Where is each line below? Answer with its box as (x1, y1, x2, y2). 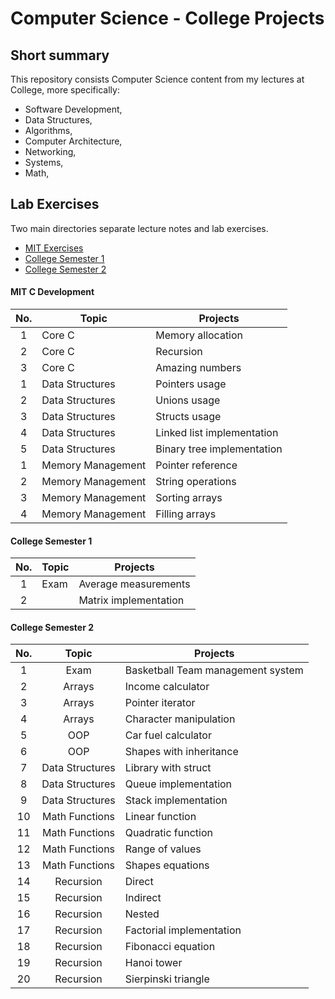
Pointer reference (155, 458, 238, 472)
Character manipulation (124, 712, 236, 726)
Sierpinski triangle (124, 972, 210, 986)
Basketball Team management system (124, 663, 304, 677)
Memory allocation (155, 328, 244, 342)
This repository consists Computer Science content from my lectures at (10, 73, 305, 85)
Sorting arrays (155, 491, 223, 505)
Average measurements (78, 577, 191, 591)
